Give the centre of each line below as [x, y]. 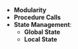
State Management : [43, 24]
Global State [42, 32]
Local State [40, 39]
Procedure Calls [37, 17]
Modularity [30, 10]
